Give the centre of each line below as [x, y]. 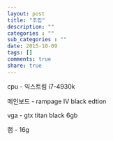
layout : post [26, 14]
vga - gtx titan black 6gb [43, 115]
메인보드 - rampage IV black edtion [57, 101]
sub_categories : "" [37, 40]
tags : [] [20, 53]
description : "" [31, 27]
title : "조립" [26, 20]
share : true [24, 66]
